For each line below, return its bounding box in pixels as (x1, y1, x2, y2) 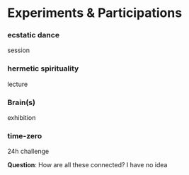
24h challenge (7, 147, 50, 156)
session (7, 46, 30, 54)
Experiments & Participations (7, 5, 183, 21)
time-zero (7, 131, 42, 140)
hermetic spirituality (7, 64, 79, 73)
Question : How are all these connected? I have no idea (7, 161, 168, 169)
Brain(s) (7, 97, 35, 107)
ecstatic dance (7, 30, 60, 40)
